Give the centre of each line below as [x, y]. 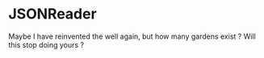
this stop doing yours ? [46, 44]
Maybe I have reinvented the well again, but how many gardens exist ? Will [132, 36]
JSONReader [52, 14]
